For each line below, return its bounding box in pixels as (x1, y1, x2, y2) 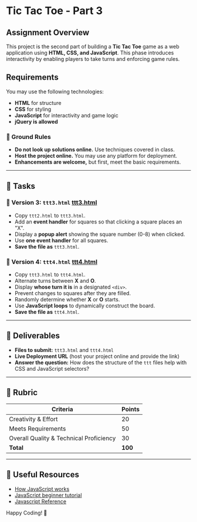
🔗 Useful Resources (6, 470, 79, 480)
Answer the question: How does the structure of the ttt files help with (14, 359, 187, 366)
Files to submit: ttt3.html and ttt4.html (14, 346, 114, 353)
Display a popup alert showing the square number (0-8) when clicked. (14, 231, 185, 238)
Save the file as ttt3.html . (14, 243, 80, 250)
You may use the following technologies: (6, 88, 104, 95)
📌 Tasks (6, 181, 36, 191)
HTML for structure (14, 99, 62, 106)
